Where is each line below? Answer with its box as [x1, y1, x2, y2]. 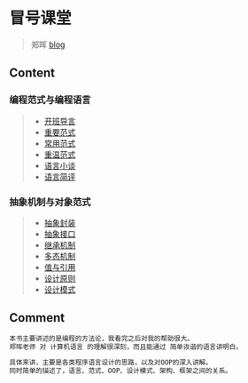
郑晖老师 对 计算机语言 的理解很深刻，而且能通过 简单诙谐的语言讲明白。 [9, 342, 244, 351]
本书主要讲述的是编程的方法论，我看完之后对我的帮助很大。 [9, 334, 194, 343]
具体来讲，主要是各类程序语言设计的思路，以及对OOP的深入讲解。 [9, 358, 213, 367]
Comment [9, 310, 66, 325]
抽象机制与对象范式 [9, 195, 91, 208]
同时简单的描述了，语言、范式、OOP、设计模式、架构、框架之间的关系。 [9, 366, 232, 376]
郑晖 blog [30, 39, 66, 50]
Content [9, 66, 56, 81]
